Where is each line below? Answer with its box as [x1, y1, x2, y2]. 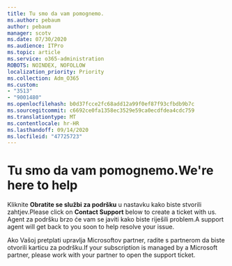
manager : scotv [7, 29, 52, 37]
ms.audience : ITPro [7, 42, 64, 49]
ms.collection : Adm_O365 [7, 74, 79, 82]
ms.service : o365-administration [7, 56, 105, 63]
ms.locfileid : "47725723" [7, 133, 82, 140]
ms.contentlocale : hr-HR [7, 119, 79, 127]
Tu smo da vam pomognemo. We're [7, 163, 214, 178]
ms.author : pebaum [7, 17, 61, 24]
